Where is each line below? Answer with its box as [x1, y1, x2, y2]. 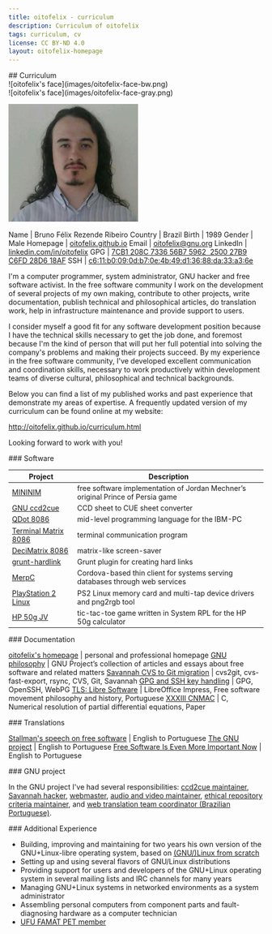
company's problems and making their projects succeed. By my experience [8, 347, 261, 357]
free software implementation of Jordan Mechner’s [76, 483, 247, 493]
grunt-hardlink [11, 557, 62, 567]
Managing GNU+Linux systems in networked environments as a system [19, 883, 259, 893]
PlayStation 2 [11, 588, 57, 598]
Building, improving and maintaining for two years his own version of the [19, 840, 261, 850]
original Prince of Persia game [76, 492, 178, 501]
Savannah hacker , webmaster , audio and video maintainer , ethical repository [8, 791, 263, 801]
